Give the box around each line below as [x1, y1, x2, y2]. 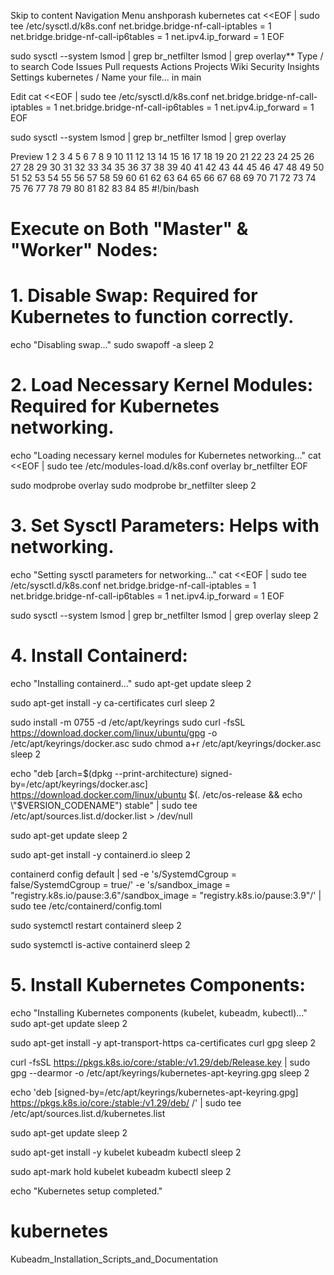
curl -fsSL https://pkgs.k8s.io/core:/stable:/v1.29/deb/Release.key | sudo [10, 1056, 311, 1068]
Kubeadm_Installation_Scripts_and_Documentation [10, 1253, 218, 1265]
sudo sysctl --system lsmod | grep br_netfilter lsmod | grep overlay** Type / [10, 50, 324, 62]
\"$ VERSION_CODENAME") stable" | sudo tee [10, 799, 198, 811]
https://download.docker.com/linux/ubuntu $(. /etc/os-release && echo [10, 788, 303, 800]
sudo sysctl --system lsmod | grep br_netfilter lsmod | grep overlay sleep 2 [10, 610, 319, 621]
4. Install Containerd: [10, 645, 188, 667]
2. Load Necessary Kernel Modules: [10, 374, 313, 397]
